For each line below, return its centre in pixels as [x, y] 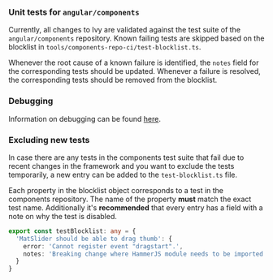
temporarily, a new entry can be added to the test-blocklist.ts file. [123, 174]
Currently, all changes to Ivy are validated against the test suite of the [125, 30]
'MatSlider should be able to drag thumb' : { [94, 239]
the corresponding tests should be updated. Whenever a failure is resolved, [135, 71]
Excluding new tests [49, 140]
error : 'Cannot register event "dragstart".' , [103, 246]
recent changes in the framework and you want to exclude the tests [121, 166]
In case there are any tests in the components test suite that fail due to [126, 157]
